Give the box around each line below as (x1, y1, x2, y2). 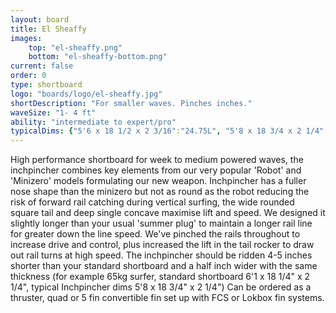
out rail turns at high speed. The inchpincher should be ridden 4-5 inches (10, 249, 313, 261)
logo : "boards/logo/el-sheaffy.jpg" (10, 89, 163, 99)
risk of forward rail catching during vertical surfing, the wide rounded (10, 196, 295, 208)
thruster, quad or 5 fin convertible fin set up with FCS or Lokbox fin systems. (10, 292, 325, 304)
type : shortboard (10, 80, 83, 90)
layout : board (10, 14, 70, 25)
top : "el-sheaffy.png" (28, 42, 123, 53)
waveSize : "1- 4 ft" (10, 107, 97, 118)
